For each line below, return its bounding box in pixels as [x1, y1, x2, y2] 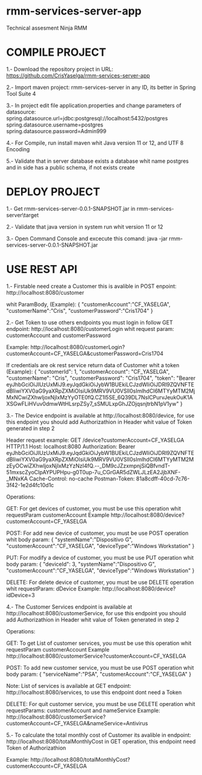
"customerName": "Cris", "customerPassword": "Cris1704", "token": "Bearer [6, 374, 196, 382]
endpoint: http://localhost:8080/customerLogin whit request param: [6, 325, 174, 332]
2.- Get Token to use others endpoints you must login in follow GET [6, 319, 173, 326]
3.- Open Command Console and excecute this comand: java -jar [6, 235, 168, 242]
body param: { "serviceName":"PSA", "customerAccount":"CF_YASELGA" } [6, 670, 192, 678]
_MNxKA [6, 475, 28, 482]
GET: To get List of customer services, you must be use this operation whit [6, 639, 192, 647]
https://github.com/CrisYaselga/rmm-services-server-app [6, 71, 150, 79]
